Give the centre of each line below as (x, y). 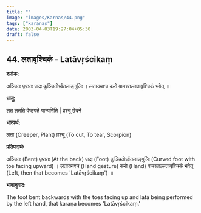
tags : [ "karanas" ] (29, 23)
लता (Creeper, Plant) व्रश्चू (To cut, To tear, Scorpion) (69, 134)
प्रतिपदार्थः (15, 147)
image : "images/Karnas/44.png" (46, 18)
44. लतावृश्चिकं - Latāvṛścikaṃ (60, 59)
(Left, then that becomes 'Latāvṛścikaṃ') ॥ (60, 173)
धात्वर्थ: (13, 122)
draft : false (23, 35)
